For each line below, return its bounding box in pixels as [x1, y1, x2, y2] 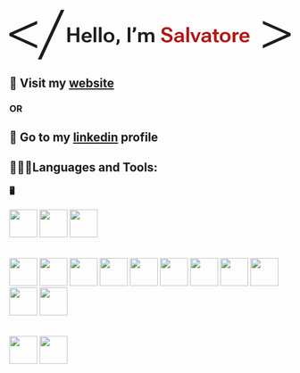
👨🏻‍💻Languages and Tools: [9, 160, 158, 175]
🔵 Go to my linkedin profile [9, 129, 159, 145]
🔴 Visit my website [9, 75, 114, 90]
